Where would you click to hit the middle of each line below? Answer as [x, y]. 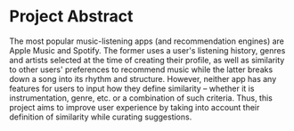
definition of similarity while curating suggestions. [101, 117]
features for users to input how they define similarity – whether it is [132, 88]
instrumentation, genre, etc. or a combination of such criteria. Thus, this [141, 98]
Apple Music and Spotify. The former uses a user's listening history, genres [147, 50]
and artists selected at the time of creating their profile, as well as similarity [147, 60]
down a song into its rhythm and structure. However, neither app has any [143, 78]
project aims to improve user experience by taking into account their [135, 107]
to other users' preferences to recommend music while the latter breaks [141, 70]
